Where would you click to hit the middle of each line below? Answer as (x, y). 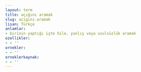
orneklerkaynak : (22, 57)
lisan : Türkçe (20, 24)
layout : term (19, 10)
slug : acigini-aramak (28, 19)
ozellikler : (18, 39)
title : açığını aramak (29, 15)
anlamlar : (16, 29)
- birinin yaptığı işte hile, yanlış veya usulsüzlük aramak (71, 33)
